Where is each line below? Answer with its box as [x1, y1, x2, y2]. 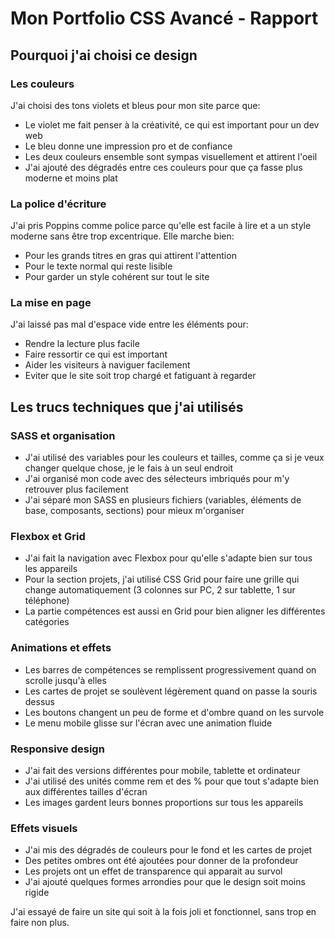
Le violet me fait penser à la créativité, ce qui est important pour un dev [24, 118, 320, 131]
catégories [24, 616, 70, 628]
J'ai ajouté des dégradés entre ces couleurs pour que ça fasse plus [24, 161, 303, 173]
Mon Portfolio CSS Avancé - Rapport [10, 7, 319, 30]
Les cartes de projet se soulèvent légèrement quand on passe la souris [24, 685, 318, 697]
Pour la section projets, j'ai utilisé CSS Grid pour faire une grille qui [24, 573, 300, 586]
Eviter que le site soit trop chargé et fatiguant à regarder [24, 370, 257, 382]
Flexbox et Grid [10, 530, 86, 544]
